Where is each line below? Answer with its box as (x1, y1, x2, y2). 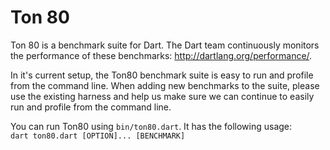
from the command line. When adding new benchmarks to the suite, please (10, 79, 320, 91)
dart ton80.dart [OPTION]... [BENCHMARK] (10, 131, 186, 141)
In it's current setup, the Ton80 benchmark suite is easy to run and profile (10, 69, 314, 81)
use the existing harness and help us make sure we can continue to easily (10, 90, 315, 102)
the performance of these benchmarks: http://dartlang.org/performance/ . (10, 49, 313, 61)
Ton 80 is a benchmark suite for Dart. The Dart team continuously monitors (10, 39, 320, 51)
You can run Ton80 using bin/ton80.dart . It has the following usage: (10, 120, 293, 132)
